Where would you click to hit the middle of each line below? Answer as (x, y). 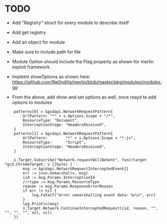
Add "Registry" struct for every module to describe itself (70, 23)
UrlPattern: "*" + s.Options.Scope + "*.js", (79, 138)
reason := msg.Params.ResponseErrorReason (68, 186)
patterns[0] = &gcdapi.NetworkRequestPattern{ (63, 111)
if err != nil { (40, 191)
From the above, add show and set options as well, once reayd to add (84, 97)
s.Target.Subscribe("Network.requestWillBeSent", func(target (80, 160)
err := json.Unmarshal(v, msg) (56, 173)
